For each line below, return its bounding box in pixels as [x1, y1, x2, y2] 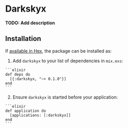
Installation [5, 34, 41, 43]
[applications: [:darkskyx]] [10, 112, 71, 118]
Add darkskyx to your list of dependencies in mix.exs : [12, 58, 123, 64]
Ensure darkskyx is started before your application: [12, 94, 118, 100]
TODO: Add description [5, 20, 55, 26]
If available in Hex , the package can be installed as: [5, 48, 112, 54]
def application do [5, 108, 46, 113]
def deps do [5, 72, 30, 77]
